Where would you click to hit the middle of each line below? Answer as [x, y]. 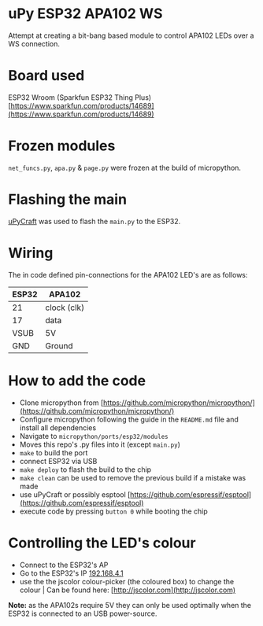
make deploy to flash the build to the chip [85, 469]
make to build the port [54, 452]
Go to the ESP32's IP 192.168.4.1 [71, 573]
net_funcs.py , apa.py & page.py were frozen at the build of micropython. [125, 168]
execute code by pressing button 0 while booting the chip [114, 511]
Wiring [31, 253]
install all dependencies [58, 427]
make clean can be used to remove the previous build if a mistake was [133, 477]
